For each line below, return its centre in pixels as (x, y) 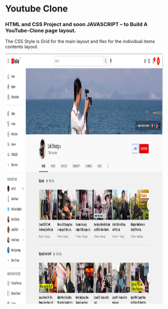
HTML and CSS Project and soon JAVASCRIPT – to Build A (76, 24)
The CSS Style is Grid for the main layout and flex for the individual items (80, 41)
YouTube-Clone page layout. (41, 30)
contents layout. (22, 47)
